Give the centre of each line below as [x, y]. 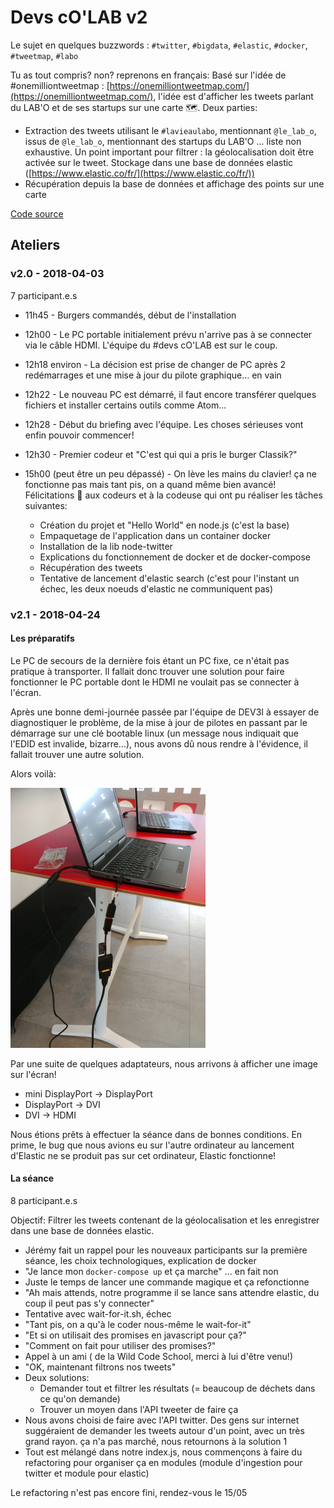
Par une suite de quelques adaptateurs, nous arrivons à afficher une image [164, 1063]
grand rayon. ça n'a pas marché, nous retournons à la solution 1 [156, 1441]
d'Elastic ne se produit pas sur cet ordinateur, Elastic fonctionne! [143, 1155]
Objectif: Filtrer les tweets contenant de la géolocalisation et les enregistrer [165, 1220]
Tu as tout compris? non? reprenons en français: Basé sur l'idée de [148, 75]
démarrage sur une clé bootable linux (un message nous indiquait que [154, 733]
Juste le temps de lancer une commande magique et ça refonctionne [167, 1282]
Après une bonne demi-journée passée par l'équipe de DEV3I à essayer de [165, 712]
